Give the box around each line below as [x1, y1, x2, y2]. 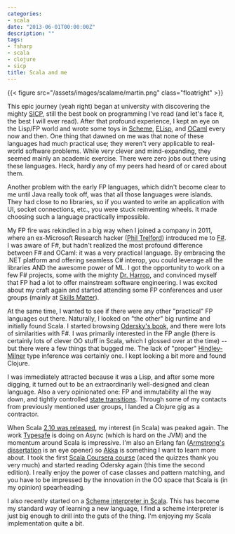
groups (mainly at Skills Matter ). [7, 293, 100, 302]
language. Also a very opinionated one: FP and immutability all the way [7, 387, 212, 396]
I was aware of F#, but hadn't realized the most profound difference [7, 241, 203, 249]
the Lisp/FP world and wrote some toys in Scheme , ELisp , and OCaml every [7, 124, 226, 133]
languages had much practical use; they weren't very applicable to [7, 139, 200, 147]
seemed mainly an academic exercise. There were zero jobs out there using [7, 154, 227, 162]
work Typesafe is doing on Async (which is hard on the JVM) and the [7, 431, 207, 439]
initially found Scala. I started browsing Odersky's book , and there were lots [7, 321, 227, 330]
